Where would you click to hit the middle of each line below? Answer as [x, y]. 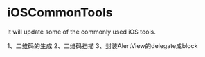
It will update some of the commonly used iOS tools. [81, 32]
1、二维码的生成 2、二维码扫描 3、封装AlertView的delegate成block [102, 45]
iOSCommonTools [60, 13]
